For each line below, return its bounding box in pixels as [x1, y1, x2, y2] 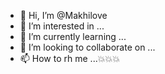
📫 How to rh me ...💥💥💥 [19, 53, 120, 64]
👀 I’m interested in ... [19, 20, 105, 32]
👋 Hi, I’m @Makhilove [19, 10, 108, 21]
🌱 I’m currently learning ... [19, 31, 127, 42]
